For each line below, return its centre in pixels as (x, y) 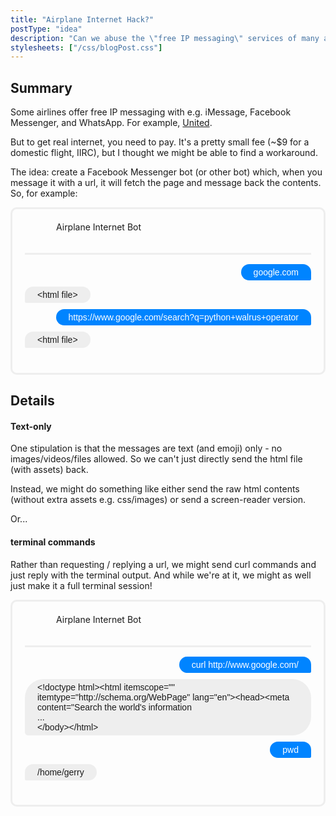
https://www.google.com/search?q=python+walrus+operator (183, 317)
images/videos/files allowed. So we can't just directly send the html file (156, 459)
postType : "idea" (46, 29)
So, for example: (44, 193)
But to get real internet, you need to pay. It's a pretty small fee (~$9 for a (160, 142)
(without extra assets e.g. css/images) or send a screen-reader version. (158, 500)
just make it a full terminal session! (81, 585)
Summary (41, 87)
